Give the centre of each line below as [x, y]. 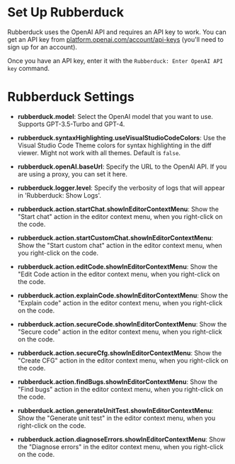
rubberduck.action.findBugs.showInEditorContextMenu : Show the [117, 381]
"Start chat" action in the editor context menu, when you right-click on [120, 216]
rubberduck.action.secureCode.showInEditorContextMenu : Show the [122, 324]
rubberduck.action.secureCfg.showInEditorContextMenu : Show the [120, 353]
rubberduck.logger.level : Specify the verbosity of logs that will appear [121, 188]
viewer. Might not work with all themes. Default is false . [99, 152]
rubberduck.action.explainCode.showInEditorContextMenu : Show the [123, 295]
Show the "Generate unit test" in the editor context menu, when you [116, 418]
